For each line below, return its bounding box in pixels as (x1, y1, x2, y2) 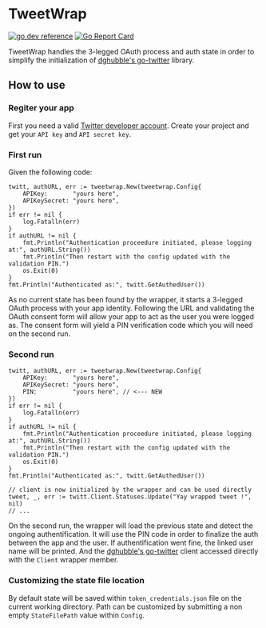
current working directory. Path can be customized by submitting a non (8, 602, 243, 611)
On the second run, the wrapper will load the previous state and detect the (8, 521, 253, 530)
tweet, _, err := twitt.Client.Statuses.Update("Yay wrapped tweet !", (8, 493, 252, 501)
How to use (8, 78, 66, 92)
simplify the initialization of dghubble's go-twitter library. (8, 55, 195, 65)
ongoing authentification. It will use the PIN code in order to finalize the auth (8, 530, 259, 539)
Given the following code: (8, 167, 93, 177)
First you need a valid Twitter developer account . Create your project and (8, 121, 249, 130)
